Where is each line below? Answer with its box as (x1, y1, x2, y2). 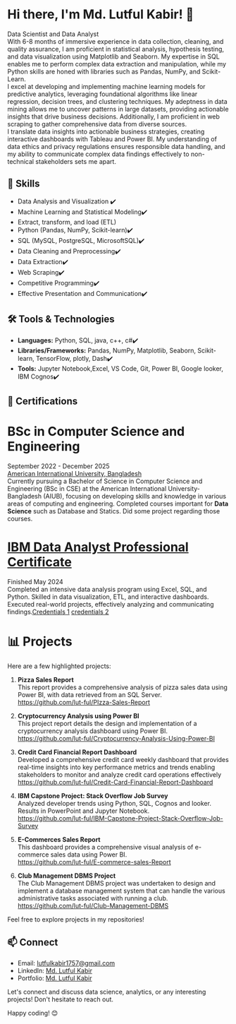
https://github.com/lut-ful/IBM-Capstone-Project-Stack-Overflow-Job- (17, 814, 223, 822)
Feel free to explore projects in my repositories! (7, 915, 144, 924)
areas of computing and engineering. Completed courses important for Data (7, 499, 229, 508)
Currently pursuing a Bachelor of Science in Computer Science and (7, 477, 203, 485)
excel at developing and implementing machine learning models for (10, 82, 206, 90)
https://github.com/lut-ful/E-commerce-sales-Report (17, 857, 171, 866)
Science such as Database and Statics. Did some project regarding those (7, 506, 221, 515)
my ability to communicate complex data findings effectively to (7, 150, 190, 158)
